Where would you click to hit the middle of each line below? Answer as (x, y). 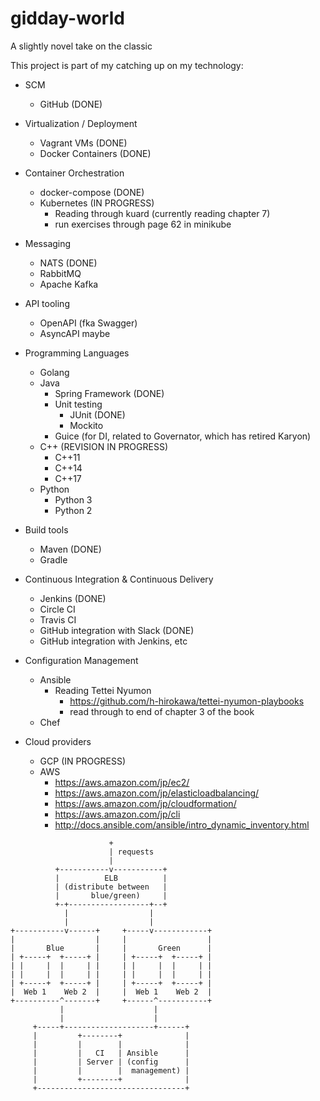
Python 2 (73, 510)
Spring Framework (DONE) (109, 393)
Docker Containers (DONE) (95, 153)
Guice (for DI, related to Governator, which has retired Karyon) (183, 436)
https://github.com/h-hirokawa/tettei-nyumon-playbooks (187, 701)
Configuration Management (81, 660)
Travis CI (58, 619)
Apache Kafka (69, 284)
